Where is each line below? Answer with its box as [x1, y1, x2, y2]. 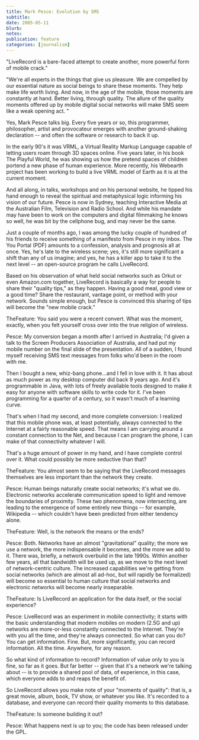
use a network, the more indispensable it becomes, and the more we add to [6, 545, 191, 552]
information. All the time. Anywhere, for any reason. [6, 644, 132, 652]
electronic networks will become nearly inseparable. [6, 583, 134, 590]
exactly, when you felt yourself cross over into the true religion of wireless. [6, 321, 188, 328]
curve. [6, 401, 22, 408]
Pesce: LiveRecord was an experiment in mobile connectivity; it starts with [6, 612, 188, 620]
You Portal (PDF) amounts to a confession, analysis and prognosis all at [6, 242, 181, 249]
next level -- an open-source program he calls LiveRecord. [6, 261, 149, 268]
